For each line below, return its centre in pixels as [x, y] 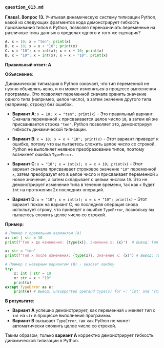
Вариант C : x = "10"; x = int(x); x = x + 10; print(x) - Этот [77, 164]
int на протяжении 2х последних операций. [58, 189]
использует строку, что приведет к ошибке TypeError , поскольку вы [83, 209]
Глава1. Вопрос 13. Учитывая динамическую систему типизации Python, [81, 17]
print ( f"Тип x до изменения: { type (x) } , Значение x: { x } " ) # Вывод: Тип [82, 242]
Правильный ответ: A [28, 64]
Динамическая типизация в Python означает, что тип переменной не [77, 83]
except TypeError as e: [29, 287]
